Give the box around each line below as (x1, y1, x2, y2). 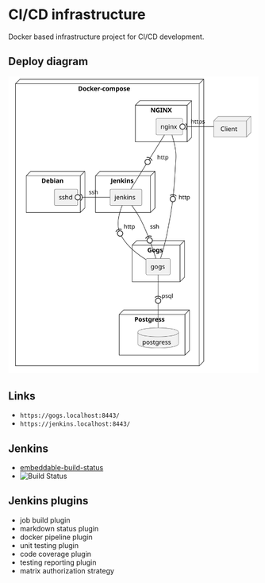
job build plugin (19, 515, 71, 525)
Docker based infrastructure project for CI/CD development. (8, 32, 205, 41)
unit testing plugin (19, 540, 79, 550)
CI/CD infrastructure (8, 6, 146, 24)
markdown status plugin (19, 523, 99, 533)
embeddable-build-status (19, 463, 104, 473)
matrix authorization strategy (19, 566, 115, 575)
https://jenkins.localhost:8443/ (19, 420, 131, 428)
